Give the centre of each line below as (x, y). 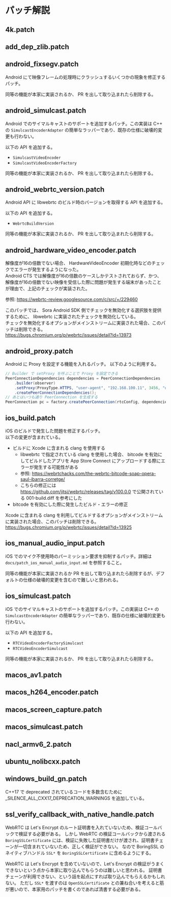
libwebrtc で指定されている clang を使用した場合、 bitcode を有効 (89, 454)
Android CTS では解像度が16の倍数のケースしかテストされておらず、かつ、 (83, 276)
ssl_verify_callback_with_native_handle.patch (80, 815)
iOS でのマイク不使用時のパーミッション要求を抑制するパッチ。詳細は (79, 556)
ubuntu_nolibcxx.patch (43, 761)
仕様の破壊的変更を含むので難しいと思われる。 (72, 580)
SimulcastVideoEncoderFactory (45, 163)
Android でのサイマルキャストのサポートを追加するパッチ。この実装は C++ (84, 123)
